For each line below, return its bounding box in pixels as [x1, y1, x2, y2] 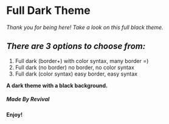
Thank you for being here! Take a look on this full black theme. [6, 24, 164, 31]
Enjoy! [6, 111, 23, 118]
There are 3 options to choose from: [6, 41, 146, 51]
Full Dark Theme [6, 4, 91, 18]
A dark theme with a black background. [6, 82, 108, 89]
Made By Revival [6, 96, 50, 103]
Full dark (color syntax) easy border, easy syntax [15, 70, 138, 77]
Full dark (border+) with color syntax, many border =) [15, 57, 149, 64]
